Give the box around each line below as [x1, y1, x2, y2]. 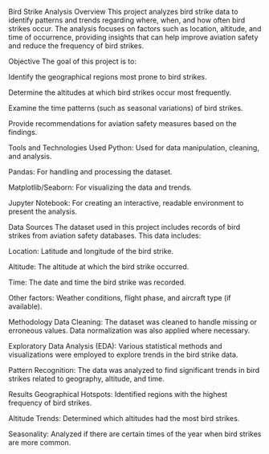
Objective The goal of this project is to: [8, 56, 137, 66]
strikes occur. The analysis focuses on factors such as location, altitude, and [8, 24, 262, 33]
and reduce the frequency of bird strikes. [8, 41, 145, 51]
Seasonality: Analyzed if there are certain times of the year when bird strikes [8, 429, 262, 439]
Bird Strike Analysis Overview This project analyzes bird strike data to [8, 7, 238, 16]
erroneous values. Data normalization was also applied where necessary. [8, 325, 251, 335]
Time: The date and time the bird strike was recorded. [8, 277, 186, 287]
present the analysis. [8, 207, 78, 216]
